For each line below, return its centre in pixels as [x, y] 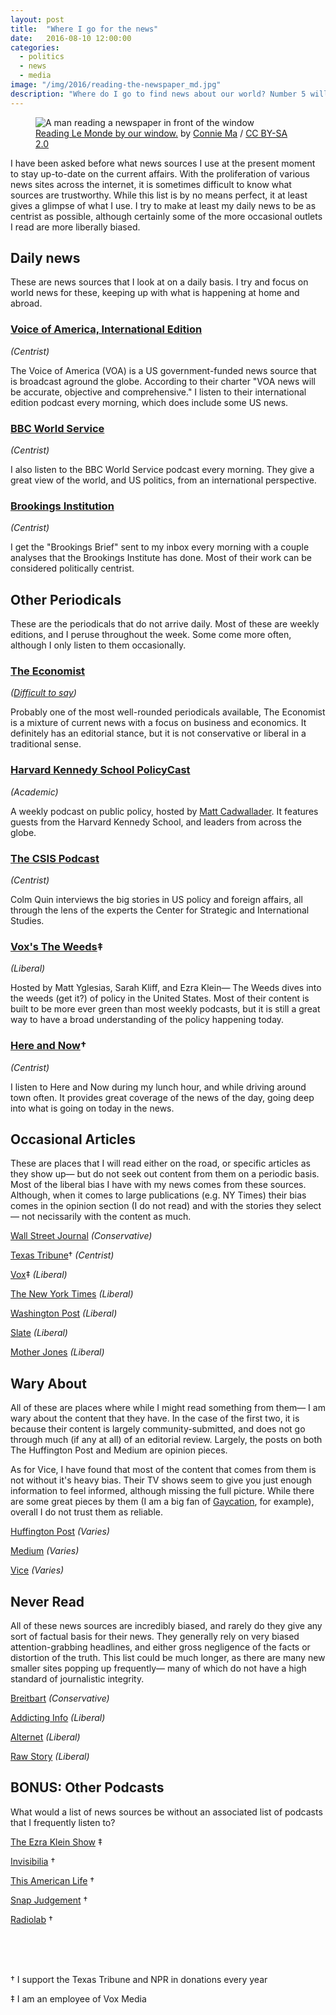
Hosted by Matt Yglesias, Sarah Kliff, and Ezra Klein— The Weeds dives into [166, 988]
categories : [35, 47]
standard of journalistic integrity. [77, 1679]
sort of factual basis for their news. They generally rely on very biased [155, 1637]
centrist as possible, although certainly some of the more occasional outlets [166, 216]
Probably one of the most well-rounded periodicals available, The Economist [168, 712]
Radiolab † [31, 1919]
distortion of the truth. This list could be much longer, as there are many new [168, 1658]
